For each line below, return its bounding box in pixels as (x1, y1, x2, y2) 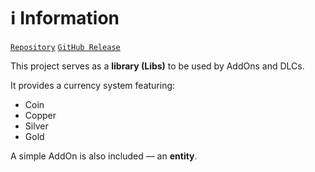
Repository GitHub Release (10, 42, 121, 52)
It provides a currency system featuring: (10, 79, 176, 91)
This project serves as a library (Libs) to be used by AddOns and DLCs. (10, 60, 305, 72)
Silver (24, 120, 49, 132)
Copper (24, 109, 57, 121)
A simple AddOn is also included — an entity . (10, 150, 198, 162)
